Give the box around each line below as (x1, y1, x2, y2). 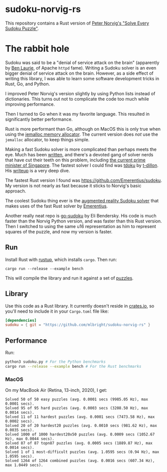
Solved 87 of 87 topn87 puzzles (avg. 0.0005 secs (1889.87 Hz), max (5, 441, 153, 446)
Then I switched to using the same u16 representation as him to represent (5, 223, 156, 229)
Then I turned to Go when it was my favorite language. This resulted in (5, 111, 150, 117)
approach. (5, 188, 26, 194)
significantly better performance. (5, 116, 73, 122)
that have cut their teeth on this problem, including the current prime (5, 157, 146, 163)
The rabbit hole (5, 43, 70, 55)
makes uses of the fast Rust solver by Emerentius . (5, 203, 108, 209)
